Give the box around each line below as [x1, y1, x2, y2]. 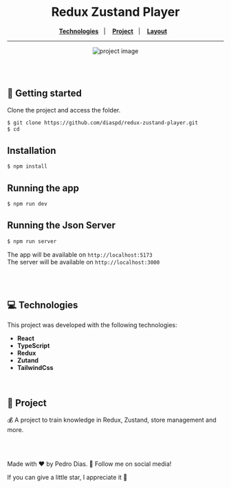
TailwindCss [16, 364, 54, 372]
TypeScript [16, 342, 50, 350]
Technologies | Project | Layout [58, 27, 167, 35]
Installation [7, 144, 56, 156]
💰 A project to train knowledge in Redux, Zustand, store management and [7, 416, 217, 424]
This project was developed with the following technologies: [7, 321, 177, 329]
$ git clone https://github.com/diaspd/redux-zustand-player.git [7, 119, 198, 126]
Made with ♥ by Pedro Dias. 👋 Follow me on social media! [7, 460, 172, 468]
